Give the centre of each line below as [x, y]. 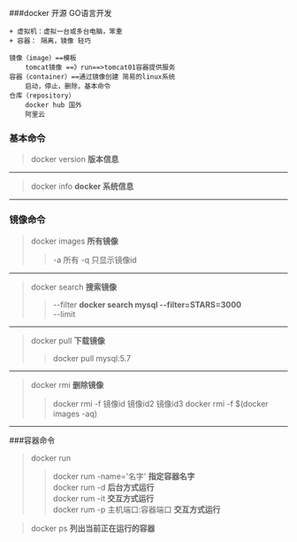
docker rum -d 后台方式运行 [103, 487]
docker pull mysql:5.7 [91, 358]
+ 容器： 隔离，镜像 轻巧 [50, 41]
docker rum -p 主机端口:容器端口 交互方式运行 [137, 509]
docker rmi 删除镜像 [67, 384]
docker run [51, 458]
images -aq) [75, 414]
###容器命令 [32, 440]
